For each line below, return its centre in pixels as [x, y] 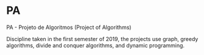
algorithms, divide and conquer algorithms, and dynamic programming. [95, 45]
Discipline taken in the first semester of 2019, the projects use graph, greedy [102, 39]
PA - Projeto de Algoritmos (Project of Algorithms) [69, 27]
